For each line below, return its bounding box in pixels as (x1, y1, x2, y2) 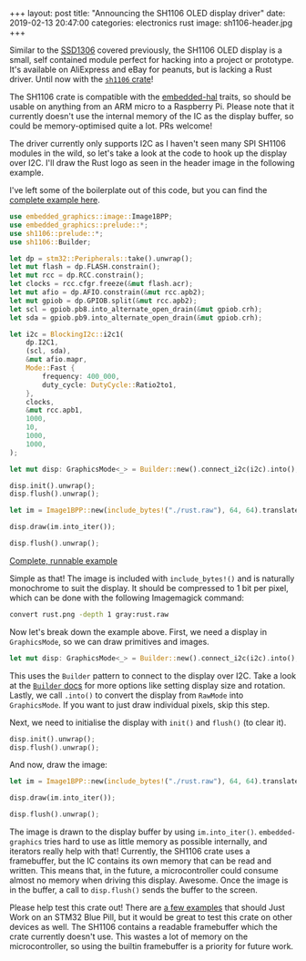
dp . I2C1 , (25, 338, 59, 347)
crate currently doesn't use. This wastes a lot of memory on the (9, 931, 249, 942)
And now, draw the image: (9, 760, 107, 771)
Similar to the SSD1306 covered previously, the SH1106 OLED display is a (9, 45, 282, 56)
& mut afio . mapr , (25, 355, 88, 364)
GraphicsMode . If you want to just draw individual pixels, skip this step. (9, 699, 270, 710)
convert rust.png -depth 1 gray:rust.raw (9, 609, 169, 619)
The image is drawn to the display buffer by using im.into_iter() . (9, 826, 258, 837)
